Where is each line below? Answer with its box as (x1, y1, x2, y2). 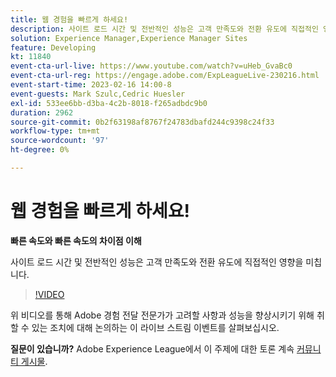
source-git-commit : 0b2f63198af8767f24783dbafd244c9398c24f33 (10, 117, 275, 127)
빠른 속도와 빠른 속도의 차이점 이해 (10, 234, 142, 246)
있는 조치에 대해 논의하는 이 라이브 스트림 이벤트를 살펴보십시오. (31, 321, 280, 333)
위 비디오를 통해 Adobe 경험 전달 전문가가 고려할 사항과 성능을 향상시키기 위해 (10, 309, 315, 321)
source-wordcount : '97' (10, 136, 110, 146)
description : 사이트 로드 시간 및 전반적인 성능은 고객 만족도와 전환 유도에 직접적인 (10, 24, 319, 34)
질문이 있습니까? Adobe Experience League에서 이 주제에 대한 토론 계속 (10, 342, 295, 355)
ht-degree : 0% (10, 145, 70, 155)
